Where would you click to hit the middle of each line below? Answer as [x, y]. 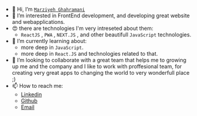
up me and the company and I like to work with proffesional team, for [97, 66]
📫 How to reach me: [37, 86]
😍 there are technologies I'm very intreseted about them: [83, 28]
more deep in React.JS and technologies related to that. [89, 54]
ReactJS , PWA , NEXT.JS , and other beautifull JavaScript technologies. [106, 35]
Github [29, 101]
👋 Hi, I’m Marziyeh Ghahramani [49, 9]
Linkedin [31, 94]
